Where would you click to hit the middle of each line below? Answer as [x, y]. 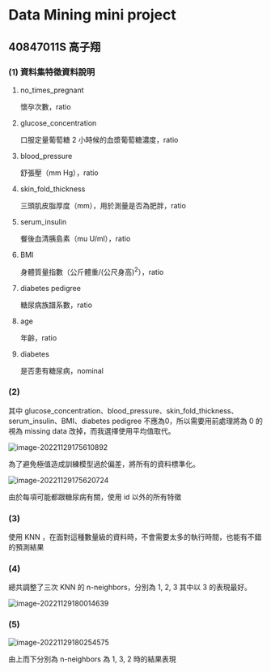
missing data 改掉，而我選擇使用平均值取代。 [100, 430]
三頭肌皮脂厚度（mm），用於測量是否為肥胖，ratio [103, 205]
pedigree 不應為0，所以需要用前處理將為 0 [183, 421]
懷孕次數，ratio [45, 106]
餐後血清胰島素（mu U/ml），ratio [75, 238]
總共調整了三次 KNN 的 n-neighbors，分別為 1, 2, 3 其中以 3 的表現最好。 [130, 587]
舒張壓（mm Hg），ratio [59, 173]
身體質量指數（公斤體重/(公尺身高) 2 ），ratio [92, 271]
